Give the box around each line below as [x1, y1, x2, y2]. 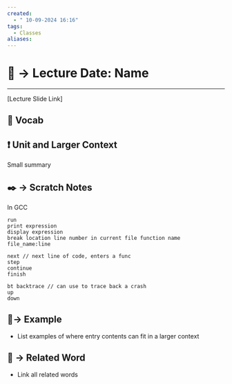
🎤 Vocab [7, 114, 44, 126]
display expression [7, 229, 64, 236]
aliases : [7, 36, 32, 43]
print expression [7, 223, 57, 230]
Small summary [7, 161, 52, 169]
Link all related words [17, 370, 78, 378]
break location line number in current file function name [7, 235, 181, 242]
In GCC [7, 203, 28, 212]
